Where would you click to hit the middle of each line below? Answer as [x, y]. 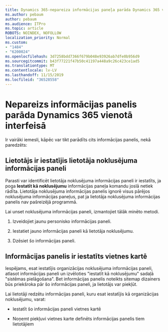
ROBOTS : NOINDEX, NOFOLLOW [33, 33]
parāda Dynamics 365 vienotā [69, 115]
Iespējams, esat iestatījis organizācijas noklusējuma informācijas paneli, [79, 268]
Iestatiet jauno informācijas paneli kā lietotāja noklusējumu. [73, 231]
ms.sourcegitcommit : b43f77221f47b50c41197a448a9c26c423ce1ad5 [72, 61]
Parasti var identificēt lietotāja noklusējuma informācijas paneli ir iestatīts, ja [83, 180]
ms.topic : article [24, 29]
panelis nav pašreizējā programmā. [41, 202]
